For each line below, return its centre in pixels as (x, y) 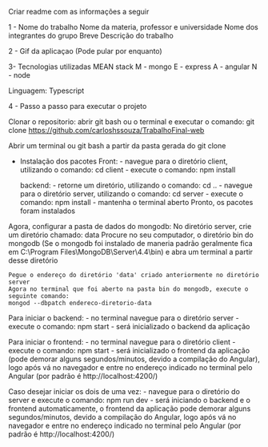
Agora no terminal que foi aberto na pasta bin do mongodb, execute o (128, 289)
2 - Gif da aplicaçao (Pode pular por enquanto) (85, 51)
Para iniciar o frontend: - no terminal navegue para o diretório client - (122, 342)
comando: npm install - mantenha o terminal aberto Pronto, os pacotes (136, 202)
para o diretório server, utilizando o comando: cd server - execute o (132, 194)
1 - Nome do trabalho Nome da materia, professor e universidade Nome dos (133, 27)
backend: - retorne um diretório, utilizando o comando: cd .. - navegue (136, 185)
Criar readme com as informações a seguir (79, 12)
